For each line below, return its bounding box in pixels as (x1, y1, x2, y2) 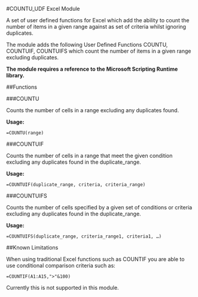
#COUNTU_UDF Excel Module (6, 5, 80, 12)
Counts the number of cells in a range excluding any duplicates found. (6, 107, 179, 113)
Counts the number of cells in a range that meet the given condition (6, 152, 173, 159)
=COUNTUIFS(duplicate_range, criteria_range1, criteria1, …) (6, 233, 162, 239)
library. (6, 72, 25, 79)
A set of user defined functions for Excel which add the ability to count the (6, 17, 190, 23)
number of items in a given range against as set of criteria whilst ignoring (6, 23, 187, 30)
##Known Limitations (6, 244, 59, 251)
